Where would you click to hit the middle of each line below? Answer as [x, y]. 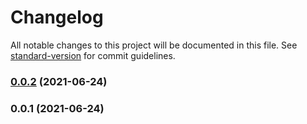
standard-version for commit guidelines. [93, 55]
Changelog [57, 17]
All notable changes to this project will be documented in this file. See [154, 45]
